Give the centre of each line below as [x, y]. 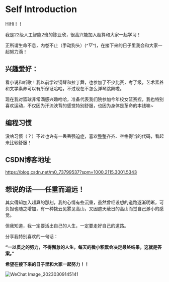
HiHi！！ [14, 24]
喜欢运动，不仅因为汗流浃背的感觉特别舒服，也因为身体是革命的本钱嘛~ [79, 105]
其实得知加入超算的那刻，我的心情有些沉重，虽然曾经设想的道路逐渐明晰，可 [84, 202]
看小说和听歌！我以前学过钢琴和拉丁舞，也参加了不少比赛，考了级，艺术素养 [84, 82]
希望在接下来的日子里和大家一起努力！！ [47, 264]
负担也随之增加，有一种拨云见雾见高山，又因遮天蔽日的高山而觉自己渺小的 [82, 209]
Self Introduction [41, 9]
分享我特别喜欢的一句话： [32, 237]
